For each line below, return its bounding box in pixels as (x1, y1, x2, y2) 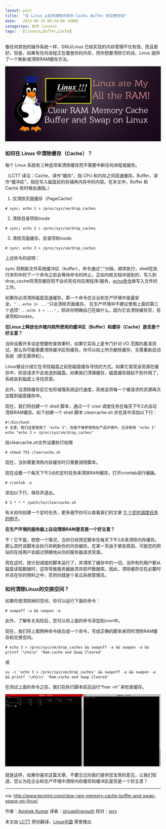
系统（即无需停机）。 (5, 353, 46, 359)
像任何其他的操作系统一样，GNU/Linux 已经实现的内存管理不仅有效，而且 (5, 44, 154, 50)
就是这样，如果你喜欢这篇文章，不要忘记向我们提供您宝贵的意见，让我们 (5, 772, 152, 778)
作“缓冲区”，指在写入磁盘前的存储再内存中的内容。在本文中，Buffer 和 (5, 178, 148, 184)
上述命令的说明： (5, 255, 40, 261)
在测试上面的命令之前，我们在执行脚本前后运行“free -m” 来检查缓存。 (5, 684, 147, 690)
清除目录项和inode (12, 215, 50, 221)
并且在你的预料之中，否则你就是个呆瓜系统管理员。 (5, 572, 109, 578)
